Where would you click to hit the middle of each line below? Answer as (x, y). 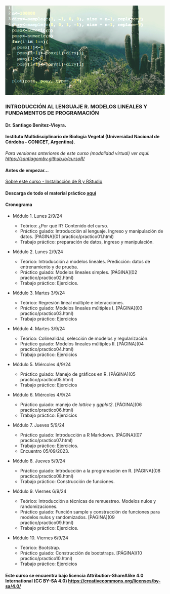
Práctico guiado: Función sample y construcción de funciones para (90, 512)
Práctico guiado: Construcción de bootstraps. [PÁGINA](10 (81, 553)
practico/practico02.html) (47, 278)
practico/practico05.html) (47, 380)
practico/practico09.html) (47, 523)
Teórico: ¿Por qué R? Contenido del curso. (64, 226)
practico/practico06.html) (47, 410)
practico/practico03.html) (47, 313)
